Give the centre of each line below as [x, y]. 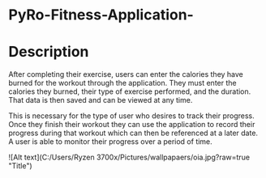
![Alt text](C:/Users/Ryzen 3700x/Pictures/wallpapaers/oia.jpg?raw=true [129, 157]
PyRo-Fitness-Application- [101, 15]
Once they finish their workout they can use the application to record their [132, 125]
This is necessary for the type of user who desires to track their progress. [131, 116]
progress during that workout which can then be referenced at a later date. [133, 133]
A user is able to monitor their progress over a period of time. [110, 142]
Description [49, 52]
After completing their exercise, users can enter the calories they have [126, 74]
